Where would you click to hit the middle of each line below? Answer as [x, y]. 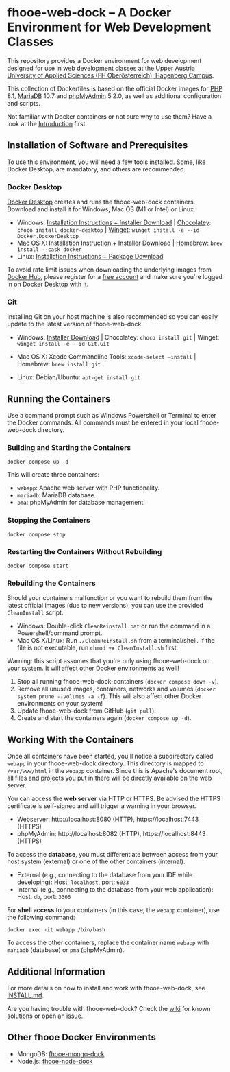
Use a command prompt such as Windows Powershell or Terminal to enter [112, 416]
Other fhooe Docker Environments [81, 1037]
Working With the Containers [71, 740]
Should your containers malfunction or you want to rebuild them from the [110, 598]
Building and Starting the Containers [69, 448]
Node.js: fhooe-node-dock [55, 1061]
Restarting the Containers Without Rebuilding [85, 551]
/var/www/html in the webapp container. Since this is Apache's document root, [115, 771]
